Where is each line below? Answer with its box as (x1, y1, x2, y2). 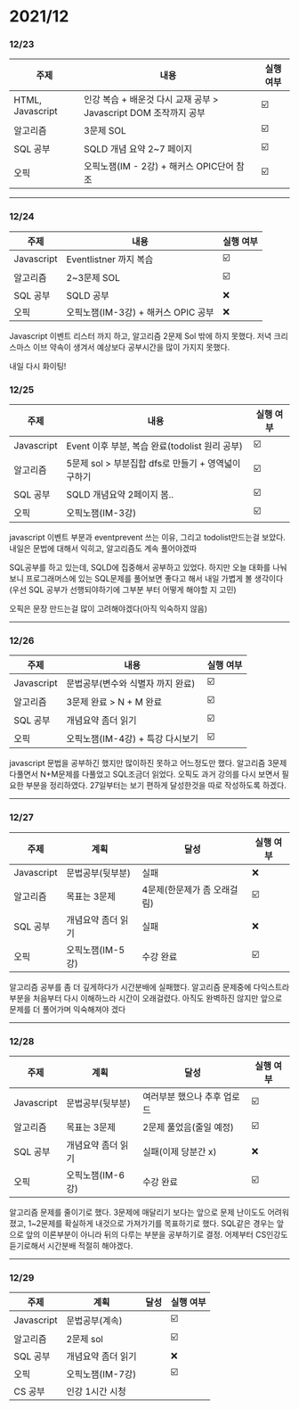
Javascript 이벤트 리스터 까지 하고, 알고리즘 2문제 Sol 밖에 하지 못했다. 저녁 (9, 330, 272, 341)
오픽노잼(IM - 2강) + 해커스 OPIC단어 (84, 161, 234, 173)
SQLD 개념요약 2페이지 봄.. (66, 488, 174, 500)
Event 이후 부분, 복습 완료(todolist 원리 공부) (66, 440, 243, 452)
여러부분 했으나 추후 (141, 1090, 222, 1102)
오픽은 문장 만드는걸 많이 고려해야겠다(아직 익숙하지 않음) (9, 604, 207, 614)
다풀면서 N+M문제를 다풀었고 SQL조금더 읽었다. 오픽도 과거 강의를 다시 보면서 (9, 769, 280, 779)
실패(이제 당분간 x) (141, 1145, 217, 1158)
